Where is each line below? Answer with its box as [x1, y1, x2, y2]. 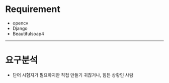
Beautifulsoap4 [12, 30, 44, 36]
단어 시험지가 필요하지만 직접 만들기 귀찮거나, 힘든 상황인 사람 [12, 71, 134, 78]
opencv [12, 20, 29, 26]
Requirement [5, 3, 60, 15]
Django [12, 25, 28, 31]
